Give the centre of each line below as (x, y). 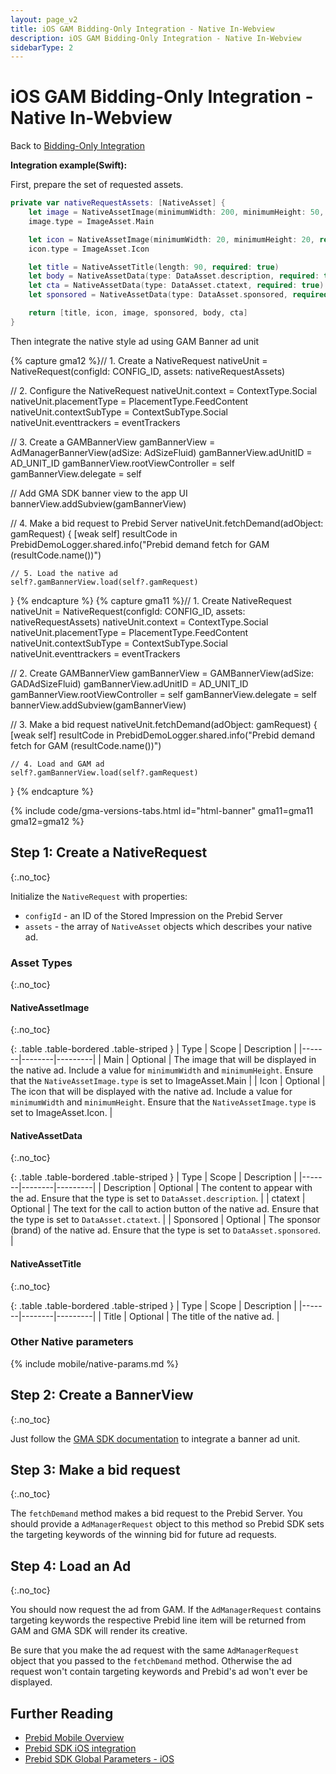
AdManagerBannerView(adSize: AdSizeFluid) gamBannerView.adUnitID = (161, 452)
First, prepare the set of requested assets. (97, 185)
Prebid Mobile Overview (74, 1738)
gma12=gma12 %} (47, 821)
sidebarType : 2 (42, 47)
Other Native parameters (72, 1342)
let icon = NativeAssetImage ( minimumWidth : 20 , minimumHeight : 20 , (171, 239)
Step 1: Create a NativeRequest (109, 852)
